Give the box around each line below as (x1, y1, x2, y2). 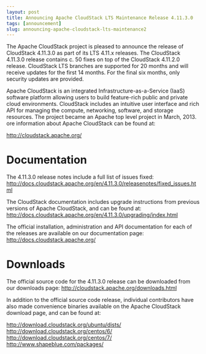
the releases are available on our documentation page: (6, 230, 144, 237)
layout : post (6, 9, 40, 15)
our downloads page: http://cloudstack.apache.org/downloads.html (6, 284, 177, 292)
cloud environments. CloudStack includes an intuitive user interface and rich (6, 100, 199, 108)
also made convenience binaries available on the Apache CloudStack (6, 303, 181, 310)
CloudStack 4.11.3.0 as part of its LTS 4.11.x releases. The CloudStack (6, 50, 181, 57)
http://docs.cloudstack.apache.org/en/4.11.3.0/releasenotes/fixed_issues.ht (6, 180, 196, 187)
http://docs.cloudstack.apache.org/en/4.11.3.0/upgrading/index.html (6, 211, 178, 219)
